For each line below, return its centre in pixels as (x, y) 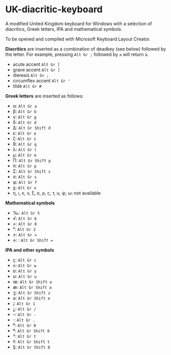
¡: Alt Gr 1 (24, 303)
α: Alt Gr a (25, 106)
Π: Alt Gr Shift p (32, 160)
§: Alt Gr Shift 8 (31, 347)
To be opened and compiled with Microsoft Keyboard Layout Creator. (78, 39)
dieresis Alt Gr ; (31, 75)
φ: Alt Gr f (25, 182)
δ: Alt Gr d (25, 122)
